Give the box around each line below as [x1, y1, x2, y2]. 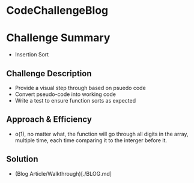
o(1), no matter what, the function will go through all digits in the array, [14, 130, 189, 137]
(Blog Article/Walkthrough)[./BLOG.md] [14, 170, 112, 177]
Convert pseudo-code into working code [14, 91, 116, 98]
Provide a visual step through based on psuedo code [14, 84, 146, 91]
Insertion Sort [14, 51, 49, 58]
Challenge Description [6, 68, 92, 79]
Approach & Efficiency [6, 115, 92, 125]
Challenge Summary [6, 31, 111, 45]
